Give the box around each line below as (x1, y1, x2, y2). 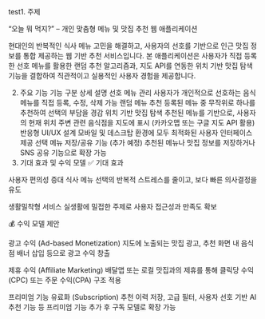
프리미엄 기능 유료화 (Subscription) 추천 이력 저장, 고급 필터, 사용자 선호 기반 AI (8, 293, 257, 301)
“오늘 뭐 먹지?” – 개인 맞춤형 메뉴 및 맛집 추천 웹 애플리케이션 (8, 24, 198, 34)
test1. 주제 (8, 7, 42, 16)
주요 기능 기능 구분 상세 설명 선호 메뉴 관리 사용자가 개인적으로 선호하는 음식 (19, 88, 257, 98)
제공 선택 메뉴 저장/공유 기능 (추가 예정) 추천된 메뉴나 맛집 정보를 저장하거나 (19, 138, 255, 147)
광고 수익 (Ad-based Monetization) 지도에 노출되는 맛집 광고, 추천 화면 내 (8, 238, 239, 248)
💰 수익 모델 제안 (8, 219, 60, 228)
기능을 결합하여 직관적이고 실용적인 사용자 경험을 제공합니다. (8, 71, 196, 80)
